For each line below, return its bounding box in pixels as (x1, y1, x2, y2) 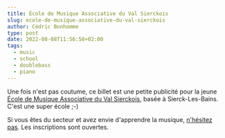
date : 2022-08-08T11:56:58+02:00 (7, 36, 104, 43)
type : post (7, 29, 39, 37)
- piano (13, 68, 36, 75)
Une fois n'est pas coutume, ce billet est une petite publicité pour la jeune (7, 87, 217, 96)
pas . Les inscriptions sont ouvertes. (7, 123, 109, 131)
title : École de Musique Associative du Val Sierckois (7, 10, 169, 17)
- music (13, 49, 36, 56)
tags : (7, 42, 23, 49)
